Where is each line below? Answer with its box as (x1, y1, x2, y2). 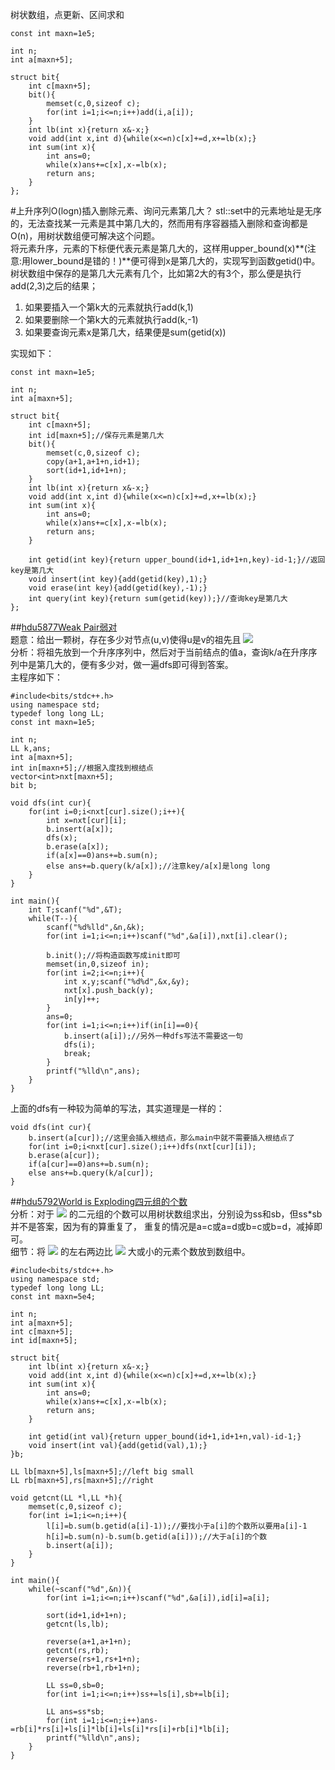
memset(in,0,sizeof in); (46, 959, 150, 969)
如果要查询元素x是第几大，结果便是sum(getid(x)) (24, 326, 227, 338)
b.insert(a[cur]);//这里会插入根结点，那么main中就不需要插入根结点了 (28, 1133, 295, 1143)
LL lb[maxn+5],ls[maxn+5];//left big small (10, 1467, 195, 1477)
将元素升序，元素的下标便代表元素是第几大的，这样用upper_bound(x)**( (10, 243, 308, 254)
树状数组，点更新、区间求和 (10, 9, 125, 20)
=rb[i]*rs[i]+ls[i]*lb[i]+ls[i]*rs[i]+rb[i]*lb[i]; (10, 1724, 230, 1734)
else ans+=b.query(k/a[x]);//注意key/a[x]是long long (46, 861, 271, 871)
